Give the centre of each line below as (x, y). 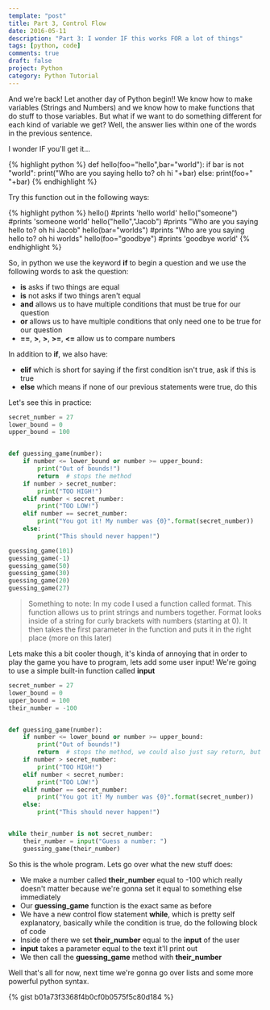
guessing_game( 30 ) (39, 574)
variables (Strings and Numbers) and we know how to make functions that (132, 107)
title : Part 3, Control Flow (57, 23)
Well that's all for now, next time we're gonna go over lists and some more (131, 972)
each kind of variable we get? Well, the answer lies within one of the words (133, 124)
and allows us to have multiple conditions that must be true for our (130, 304)
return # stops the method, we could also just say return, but (150, 752)
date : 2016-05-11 (37, 31)
